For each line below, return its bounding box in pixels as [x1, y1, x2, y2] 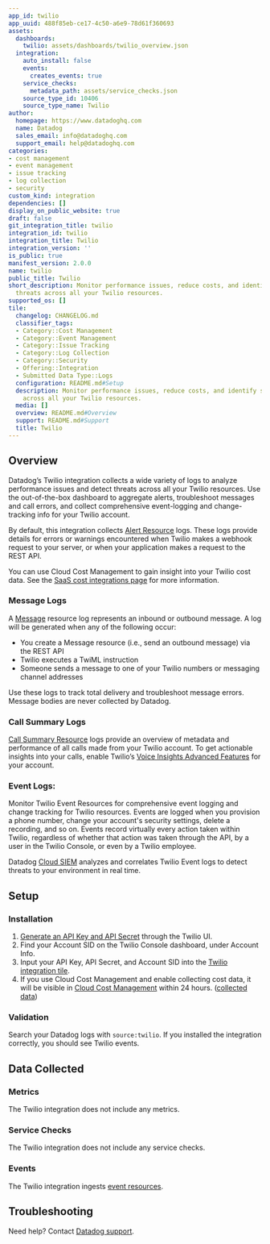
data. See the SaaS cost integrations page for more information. [8, 575, 219, 585]
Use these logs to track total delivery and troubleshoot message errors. [8, 687, 245, 697]
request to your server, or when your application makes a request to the [8, 542, 246, 552]
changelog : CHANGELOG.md [15, 311, 99, 319]
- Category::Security [15, 356, 88, 365]
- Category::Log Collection [15, 349, 110, 357]
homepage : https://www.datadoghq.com [15, 117, 142, 125]
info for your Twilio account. [37, 510, 130, 519]
